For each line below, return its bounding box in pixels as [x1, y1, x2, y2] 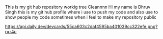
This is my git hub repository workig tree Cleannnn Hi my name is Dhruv [5, 4, 151, 10]
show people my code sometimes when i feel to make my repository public [5, 14, 157, 20]
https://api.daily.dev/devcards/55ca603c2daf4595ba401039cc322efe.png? [5, 24, 158, 29]
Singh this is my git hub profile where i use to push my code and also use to [5, 9, 158, 15]
